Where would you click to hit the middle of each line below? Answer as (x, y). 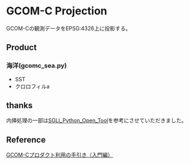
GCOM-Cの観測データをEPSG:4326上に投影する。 (69, 28)
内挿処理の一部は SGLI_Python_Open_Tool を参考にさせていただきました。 (96, 120)
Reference (26, 140)
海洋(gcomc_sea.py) (37, 66)
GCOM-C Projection (57, 11)
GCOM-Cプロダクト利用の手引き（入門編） (60, 155)
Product (22, 48)
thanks (19, 106)
